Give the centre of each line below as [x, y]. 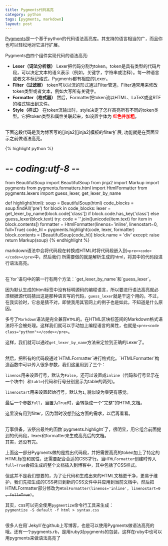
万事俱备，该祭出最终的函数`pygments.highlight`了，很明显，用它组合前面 [81, 429]
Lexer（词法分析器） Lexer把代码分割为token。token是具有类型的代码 [84, 66]
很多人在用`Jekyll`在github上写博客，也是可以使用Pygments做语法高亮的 [80, 525]
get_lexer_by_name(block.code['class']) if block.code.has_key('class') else [82, 214]
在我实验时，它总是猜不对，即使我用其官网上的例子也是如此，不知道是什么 [82, 302]
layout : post [19, 24]
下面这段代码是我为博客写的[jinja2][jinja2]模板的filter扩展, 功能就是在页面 [80, 132]
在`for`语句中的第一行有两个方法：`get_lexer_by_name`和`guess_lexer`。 [79, 279]
